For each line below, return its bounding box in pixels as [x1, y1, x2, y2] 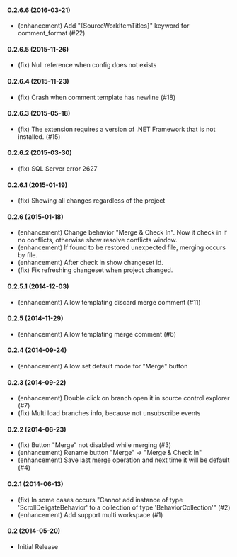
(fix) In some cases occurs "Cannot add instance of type [17, 495, 183, 504]
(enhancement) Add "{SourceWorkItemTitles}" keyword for [17, 21, 190, 30]
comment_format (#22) [17, 29, 86, 38]
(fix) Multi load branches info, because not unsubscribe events [17, 409, 201, 417]
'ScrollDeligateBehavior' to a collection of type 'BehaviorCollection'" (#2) [17, 503, 231, 512]
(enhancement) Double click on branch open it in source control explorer [17, 394, 230, 403]
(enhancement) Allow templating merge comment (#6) [17, 330, 177, 338]
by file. [17, 251, 38, 259]
